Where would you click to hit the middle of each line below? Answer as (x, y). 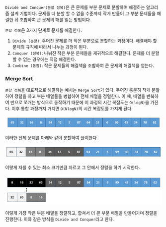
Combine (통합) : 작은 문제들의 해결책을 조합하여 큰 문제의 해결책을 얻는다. (83, 65)
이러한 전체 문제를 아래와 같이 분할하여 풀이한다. (52, 137)
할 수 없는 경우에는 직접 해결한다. (44, 59)
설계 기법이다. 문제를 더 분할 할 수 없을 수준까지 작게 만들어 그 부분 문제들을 (83, 13)
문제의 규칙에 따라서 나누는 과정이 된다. (50, 47)
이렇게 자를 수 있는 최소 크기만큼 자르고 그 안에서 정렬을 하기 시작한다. (73, 167)
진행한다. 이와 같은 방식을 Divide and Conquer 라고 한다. (60, 219)
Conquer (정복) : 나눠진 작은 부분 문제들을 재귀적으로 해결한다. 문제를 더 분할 (86, 53)
